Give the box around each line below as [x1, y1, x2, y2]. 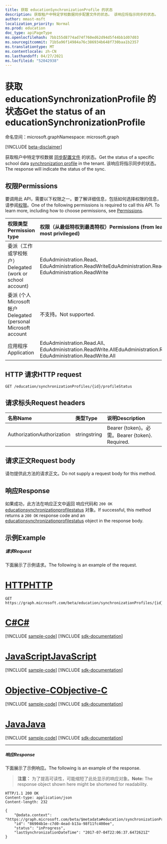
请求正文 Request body [5, 456, 76, 465]
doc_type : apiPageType [5, 30, 52, 35]
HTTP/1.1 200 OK [5, 791, 39, 796]
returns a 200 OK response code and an [5, 513, 85, 519]
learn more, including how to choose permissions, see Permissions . [5, 208, 144, 213]
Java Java [5, 719, 46, 730]
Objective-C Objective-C [5, 685, 108, 696]
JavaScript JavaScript [5, 650, 97, 662]
